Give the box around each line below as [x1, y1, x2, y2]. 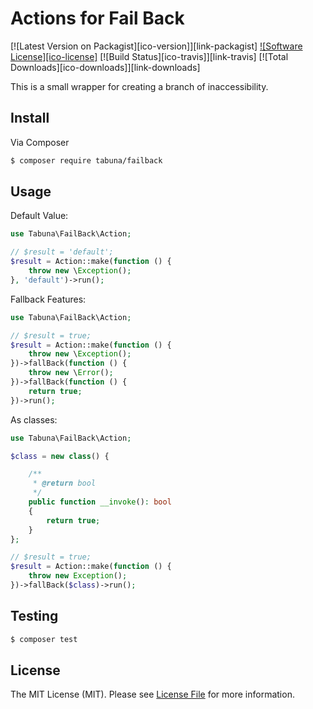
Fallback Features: [10, 293, 87, 305]
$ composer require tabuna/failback [10, 155, 163, 166]
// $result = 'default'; [10, 247, 114, 257]
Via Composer [10, 136, 70, 148]
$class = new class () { [10, 451, 110, 461]
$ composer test [10, 634, 78, 644]
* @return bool [32, 478, 97, 489]
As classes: [10, 413, 58, 426]
